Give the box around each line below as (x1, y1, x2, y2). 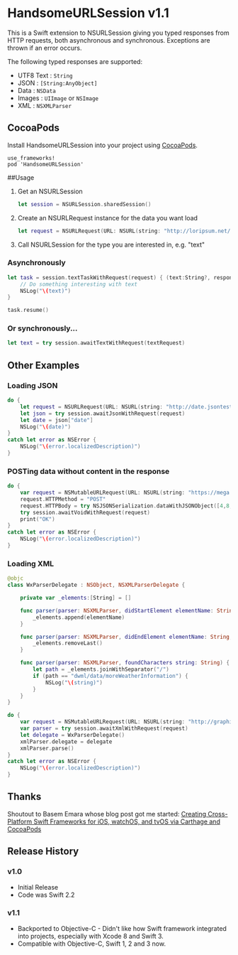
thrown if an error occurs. (7, 43, 82, 52)
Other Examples (7, 359, 80, 371)
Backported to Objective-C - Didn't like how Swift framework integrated (17, 924, 227, 932)
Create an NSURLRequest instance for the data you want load (17, 213, 198, 222)
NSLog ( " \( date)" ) (20, 423, 72, 431)
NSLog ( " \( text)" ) (20, 287, 72, 294)
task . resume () (7, 307, 50, 314)
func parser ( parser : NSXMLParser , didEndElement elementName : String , (20, 633, 233, 640)
